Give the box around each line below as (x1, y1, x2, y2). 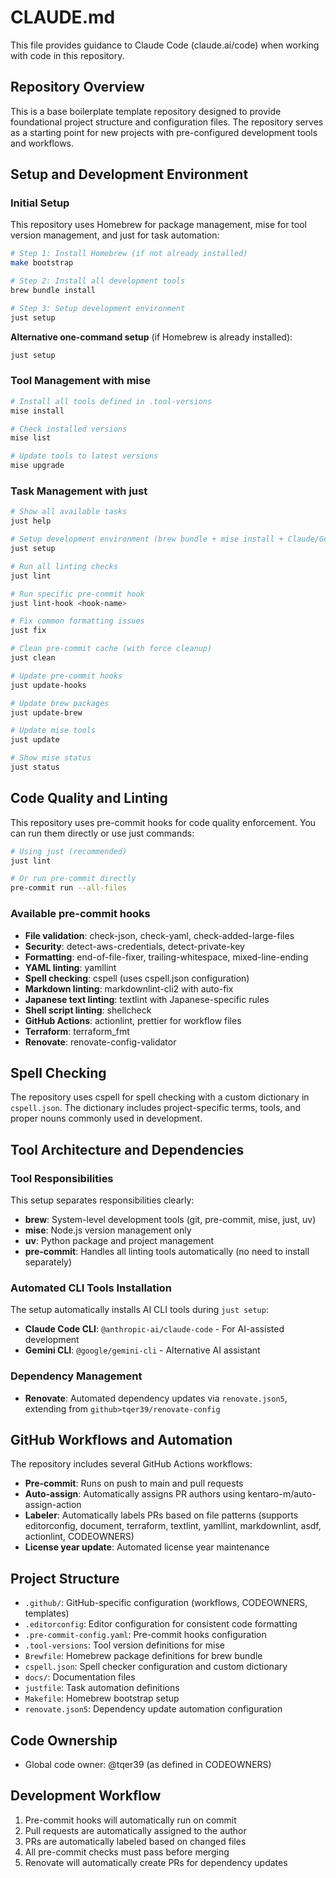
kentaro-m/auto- (247, 1488, 317, 1500)
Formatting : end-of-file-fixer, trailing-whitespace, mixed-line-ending (24, 951, 309, 963)
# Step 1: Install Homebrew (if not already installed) (10, 249, 248, 259)
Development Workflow (10, 1787, 162, 1805)
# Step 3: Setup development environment (10, 303, 186, 313)
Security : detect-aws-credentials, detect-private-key (24, 940, 245, 952)
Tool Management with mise (10, 374, 151, 388)
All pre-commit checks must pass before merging (24, 1846, 230, 1858)
